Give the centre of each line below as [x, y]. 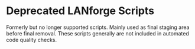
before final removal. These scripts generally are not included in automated [97, 33]
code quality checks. [32, 40]
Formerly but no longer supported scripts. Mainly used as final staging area [98, 27]
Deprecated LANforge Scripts [80, 11]
